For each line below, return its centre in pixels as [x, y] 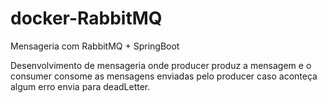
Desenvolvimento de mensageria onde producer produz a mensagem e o [161, 65]
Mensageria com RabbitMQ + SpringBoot [95, 46]
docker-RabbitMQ [86, 18]
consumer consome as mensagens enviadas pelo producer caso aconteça [164, 76]
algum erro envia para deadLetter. [80, 86]
